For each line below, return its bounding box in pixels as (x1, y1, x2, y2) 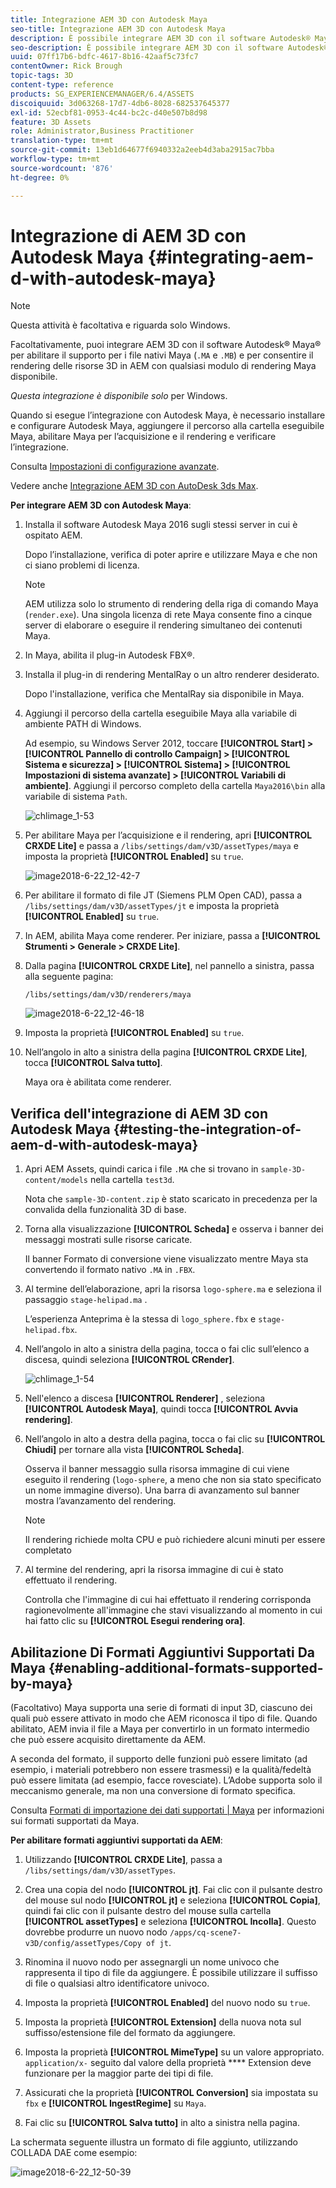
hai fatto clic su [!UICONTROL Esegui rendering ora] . (24, 1615, 246, 1627)
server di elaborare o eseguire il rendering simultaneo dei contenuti (24, 619, 303, 631)
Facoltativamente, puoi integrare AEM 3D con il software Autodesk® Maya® (10, 339, 322, 351)
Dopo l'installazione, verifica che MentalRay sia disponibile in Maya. (24, 688, 305, 700)
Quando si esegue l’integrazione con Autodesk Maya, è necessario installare (10, 409, 326, 421)
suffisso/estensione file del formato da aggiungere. (24, 2027, 236, 2039)
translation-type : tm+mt (10, 136, 114, 146)
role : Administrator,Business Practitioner (10, 126, 195, 136)
